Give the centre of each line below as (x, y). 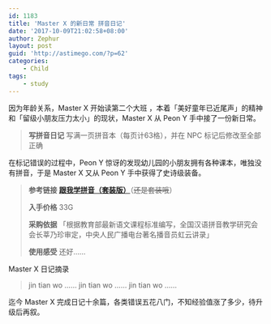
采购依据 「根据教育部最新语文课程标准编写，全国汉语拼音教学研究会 (143, 224)
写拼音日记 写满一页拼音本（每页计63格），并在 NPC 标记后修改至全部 (144, 135)
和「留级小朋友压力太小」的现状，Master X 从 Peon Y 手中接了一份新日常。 (135, 117)
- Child (36, 69)
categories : (28, 62)
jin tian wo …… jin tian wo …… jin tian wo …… (102, 285)
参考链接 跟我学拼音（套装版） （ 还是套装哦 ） (102, 190)
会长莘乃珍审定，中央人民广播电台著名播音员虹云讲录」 (120, 234)
